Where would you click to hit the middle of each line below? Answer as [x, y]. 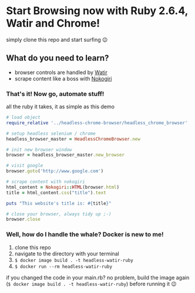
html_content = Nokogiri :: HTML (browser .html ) [63, 187]
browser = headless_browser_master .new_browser [65, 155]
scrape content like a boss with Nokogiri [63, 78]
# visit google [25, 166]
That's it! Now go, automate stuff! [55, 94]
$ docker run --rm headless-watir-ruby [63, 267]
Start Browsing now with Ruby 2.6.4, [97, 11]
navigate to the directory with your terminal [67, 254]
